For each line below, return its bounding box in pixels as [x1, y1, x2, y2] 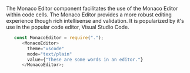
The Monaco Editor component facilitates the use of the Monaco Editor [6, 5, 178, 12]
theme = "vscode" [27, 46, 65, 51]
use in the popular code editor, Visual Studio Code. [6, 23, 129, 30]
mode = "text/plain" [27, 51, 72, 57]
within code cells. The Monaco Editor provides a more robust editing [6, 11, 172, 18]
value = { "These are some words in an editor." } [27, 57, 144, 62]
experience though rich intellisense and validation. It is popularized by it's [6, 18, 184, 24]
